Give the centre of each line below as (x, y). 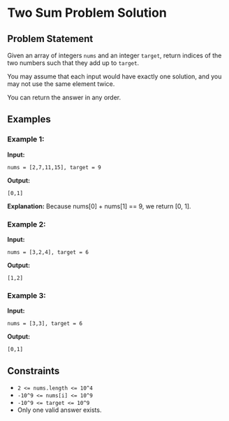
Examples (29, 119)
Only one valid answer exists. (59, 410)
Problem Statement (50, 39)
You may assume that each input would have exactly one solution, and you (114, 76)
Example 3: (27, 295)
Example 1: (26, 139)
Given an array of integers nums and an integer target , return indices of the (114, 55)
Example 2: (27, 224)
